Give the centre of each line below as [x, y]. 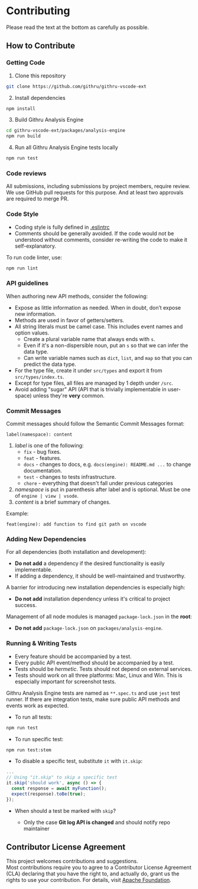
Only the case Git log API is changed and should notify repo [97, 822]
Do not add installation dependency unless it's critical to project [92, 599]
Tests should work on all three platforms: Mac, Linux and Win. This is [98, 675]
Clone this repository [40, 76]
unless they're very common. [69, 395]
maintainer [36, 828]
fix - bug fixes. [42, 452]
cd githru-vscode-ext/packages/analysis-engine [66, 131]
